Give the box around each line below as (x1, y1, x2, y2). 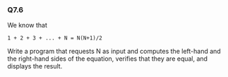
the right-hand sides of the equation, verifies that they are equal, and (7, 54, 208, 63)
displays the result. (7, 62, 63, 71)
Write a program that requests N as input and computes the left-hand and (7, 47, 221, 56)
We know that (7, 21, 47, 30)
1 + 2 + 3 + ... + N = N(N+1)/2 (7, 35, 102, 42)
